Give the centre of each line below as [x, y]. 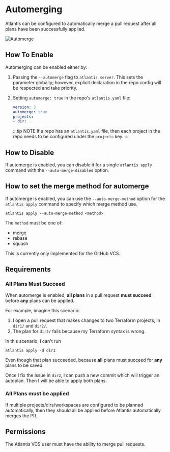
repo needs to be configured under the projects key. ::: [70, 137]
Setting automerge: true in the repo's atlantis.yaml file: [72, 97]
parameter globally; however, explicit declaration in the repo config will [87, 82]
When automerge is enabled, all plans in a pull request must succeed [78, 295]
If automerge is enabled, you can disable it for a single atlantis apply [79, 165]
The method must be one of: [34, 222]
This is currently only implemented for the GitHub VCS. [63, 253]
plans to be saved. [25, 365]
